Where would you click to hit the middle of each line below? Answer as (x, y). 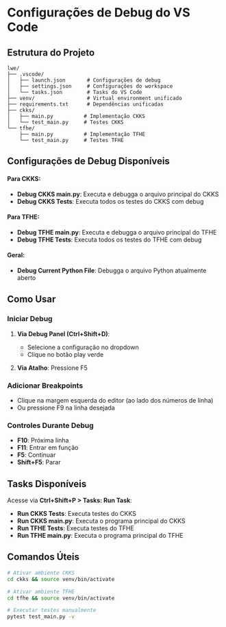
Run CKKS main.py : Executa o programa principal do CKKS (101, 521)
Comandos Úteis (43, 557)
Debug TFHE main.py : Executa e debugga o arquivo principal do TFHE (117, 232)
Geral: (16, 255)
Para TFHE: (23, 217)
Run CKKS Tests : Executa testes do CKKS (77, 514)
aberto (26, 278)
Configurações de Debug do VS (99, 13)
